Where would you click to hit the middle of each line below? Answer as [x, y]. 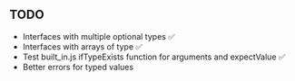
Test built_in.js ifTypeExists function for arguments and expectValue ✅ [154, 57]
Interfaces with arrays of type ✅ [83, 46]
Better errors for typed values [78, 67]
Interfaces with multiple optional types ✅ [98, 36]
